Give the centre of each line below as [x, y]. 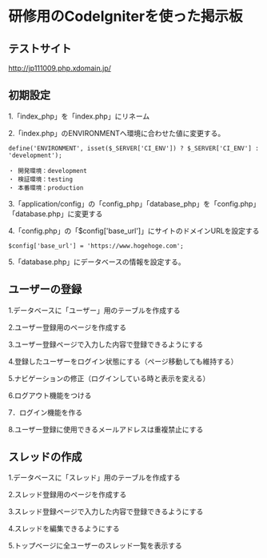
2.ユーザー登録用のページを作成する [68, 327]
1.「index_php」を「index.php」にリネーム [79, 116]
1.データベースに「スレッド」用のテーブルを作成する [95, 478]
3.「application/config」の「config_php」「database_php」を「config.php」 [134, 203]
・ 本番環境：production [46, 188]
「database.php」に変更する [56, 214]
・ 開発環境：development [48, 171]
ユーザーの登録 [45, 289]
